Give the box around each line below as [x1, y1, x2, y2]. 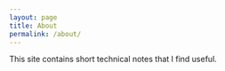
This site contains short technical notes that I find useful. [9, 54, 218, 65]
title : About [9, 21, 58, 30]
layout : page [9, 12, 58, 22]
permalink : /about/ [9, 29, 82, 38]
